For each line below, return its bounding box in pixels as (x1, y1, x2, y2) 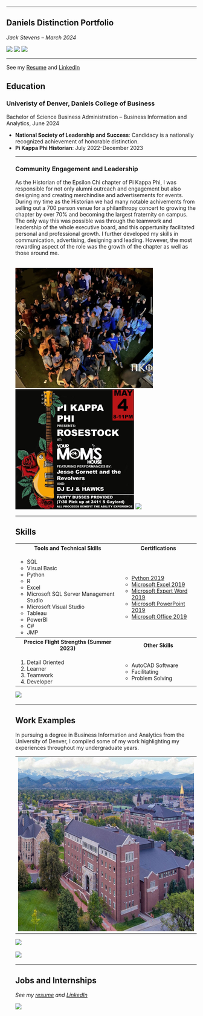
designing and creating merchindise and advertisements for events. (14, 191, 184, 198)
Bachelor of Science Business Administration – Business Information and (6, 113, 187, 120)
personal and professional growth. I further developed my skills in (14, 230, 178, 237)
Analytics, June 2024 (6, 119, 60, 127)
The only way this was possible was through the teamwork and (14, 217, 172, 224)
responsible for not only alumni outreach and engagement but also (14, 185, 181, 192)
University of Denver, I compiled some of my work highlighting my (14, 737, 179, 744)
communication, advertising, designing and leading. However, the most (14, 236, 192, 244)
